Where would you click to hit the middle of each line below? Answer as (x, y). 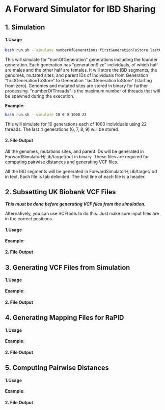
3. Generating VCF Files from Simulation (68, 267)
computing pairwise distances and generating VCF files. (62, 162)
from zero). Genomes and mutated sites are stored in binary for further (77, 86)
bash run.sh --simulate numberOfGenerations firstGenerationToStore (77, 50)
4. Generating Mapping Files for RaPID (65, 317)
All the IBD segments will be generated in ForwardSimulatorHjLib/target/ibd (81, 171)
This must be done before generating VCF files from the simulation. (75, 204)
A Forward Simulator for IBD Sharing (81, 9)
